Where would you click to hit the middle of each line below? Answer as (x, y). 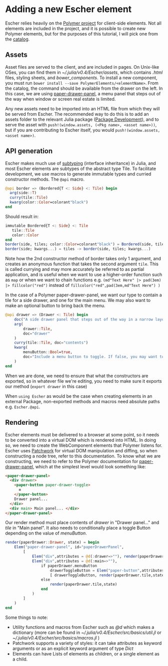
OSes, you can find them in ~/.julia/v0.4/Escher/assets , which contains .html (84, 72)
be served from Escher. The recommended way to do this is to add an (77, 114)
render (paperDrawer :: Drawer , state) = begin (52, 543)
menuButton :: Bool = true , (48, 352)
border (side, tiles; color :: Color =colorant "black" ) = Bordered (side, (79, 244)
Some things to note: (27, 617)
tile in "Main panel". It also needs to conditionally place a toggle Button (78, 528)
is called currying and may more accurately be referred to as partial (75, 269)
